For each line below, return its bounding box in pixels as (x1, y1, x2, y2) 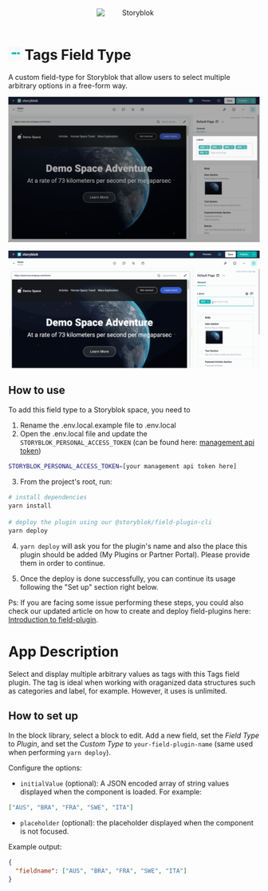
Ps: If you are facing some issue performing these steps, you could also (8, 598, 244, 607)
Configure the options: (8, 762, 82, 773)
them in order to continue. (19, 559, 106, 568)
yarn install (8, 502, 52, 510)
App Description (8, 642, 120, 661)
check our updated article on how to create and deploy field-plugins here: (8, 607, 251, 616)
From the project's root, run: (19, 476, 113, 486)
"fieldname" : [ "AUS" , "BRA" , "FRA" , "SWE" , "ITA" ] (15, 866, 187, 875)
